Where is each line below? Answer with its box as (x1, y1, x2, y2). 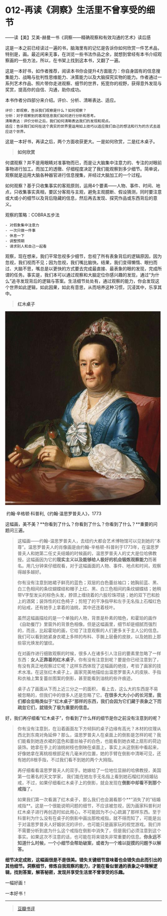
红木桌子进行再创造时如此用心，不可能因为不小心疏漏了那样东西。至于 (17, 809, 162, 815)
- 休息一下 (5, 233, 25, 238)
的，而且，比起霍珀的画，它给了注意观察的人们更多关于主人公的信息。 (17, 627, 162, 633)
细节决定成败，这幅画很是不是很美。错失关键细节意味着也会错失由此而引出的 (5, 856, 162, 863)
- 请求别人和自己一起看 (5, 244, 47, 249)
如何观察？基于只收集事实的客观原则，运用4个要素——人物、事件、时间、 (5, 183, 157, 188)
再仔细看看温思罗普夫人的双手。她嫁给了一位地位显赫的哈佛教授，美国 (17, 767, 162, 773)
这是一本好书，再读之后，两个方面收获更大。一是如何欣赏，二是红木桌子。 (5, 138, 158, 144)
